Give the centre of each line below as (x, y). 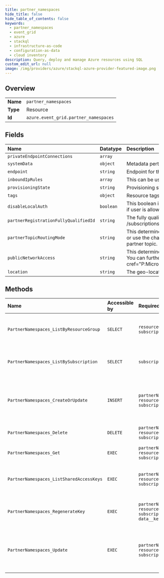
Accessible (121, 303)
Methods (19, 289)
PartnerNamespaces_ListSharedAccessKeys (55, 479)
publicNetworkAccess (31, 258)
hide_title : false (24, 14)
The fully (136, 217)
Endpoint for (141, 172)
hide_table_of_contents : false (37, 19)
